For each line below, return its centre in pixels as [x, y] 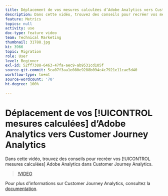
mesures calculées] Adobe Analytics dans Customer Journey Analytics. [79, 164]
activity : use [20, 28]
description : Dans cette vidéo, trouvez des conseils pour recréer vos [81, 14]
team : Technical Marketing [33, 38]
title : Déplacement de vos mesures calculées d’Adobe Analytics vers [79, 10]
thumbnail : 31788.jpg [28, 42]
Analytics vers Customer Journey [77, 134]
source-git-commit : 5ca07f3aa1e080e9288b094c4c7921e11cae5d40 [71, 70]
